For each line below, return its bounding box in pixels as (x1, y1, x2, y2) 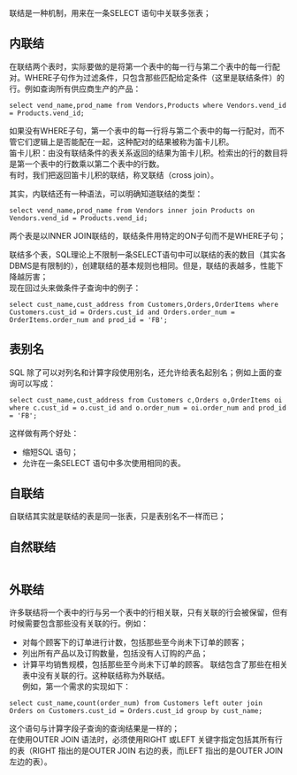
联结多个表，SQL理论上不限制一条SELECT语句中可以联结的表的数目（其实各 (9, 249, 286, 259)
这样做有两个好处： (9, 427, 80, 438)
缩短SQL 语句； (21, 446, 80, 457)
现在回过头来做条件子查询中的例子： (9, 282, 141, 293)
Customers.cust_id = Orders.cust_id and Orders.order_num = (9, 308, 236, 317)
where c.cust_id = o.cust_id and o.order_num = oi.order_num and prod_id (9, 403, 287, 412)
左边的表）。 (9, 756, 52, 767)
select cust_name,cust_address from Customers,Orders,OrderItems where (9, 300, 278, 309)
